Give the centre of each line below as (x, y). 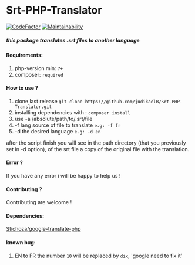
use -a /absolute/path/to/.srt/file (53, 119)
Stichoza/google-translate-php (43, 229)
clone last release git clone (48, 101)
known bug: (21, 242)
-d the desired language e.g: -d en (58, 131)
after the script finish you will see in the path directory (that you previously (96, 143)
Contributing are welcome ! (39, 202)
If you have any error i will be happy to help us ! (63, 175)
